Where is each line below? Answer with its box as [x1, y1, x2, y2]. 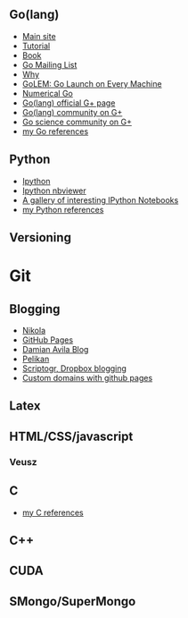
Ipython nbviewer [21, 185, 86, 196]
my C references [21, 507, 84, 518]
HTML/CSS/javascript [9, 428, 134, 444]
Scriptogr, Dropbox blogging [21, 363, 127, 374]
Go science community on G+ [21, 116, 132, 127]
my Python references [21, 204, 104, 215]
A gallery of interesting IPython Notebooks [21, 194, 179, 205]
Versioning [9, 230, 71, 245]
